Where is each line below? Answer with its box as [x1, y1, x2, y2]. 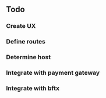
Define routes [6, 38, 45, 46]
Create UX [6, 22, 36, 30]
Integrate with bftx [6, 84, 60, 92]
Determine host [6, 53, 51, 61]
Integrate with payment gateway [6, 69, 100, 77]
